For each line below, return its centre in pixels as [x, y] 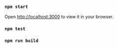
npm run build [21, 41]
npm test [15, 29]
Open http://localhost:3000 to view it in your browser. [59, 17]
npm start [16, 7]
